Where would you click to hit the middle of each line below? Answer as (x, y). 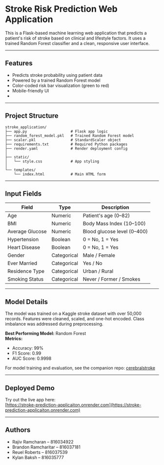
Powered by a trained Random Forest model (56, 80)
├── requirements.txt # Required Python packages (66, 144)
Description (115, 207)
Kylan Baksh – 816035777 (38, 457)
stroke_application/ (26, 127)
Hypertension (23, 240)
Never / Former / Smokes (112, 279)
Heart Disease (24, 247)
